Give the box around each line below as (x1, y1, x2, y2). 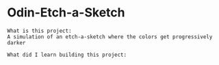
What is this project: (7, 27, 72, 34)
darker (7, 39, 26, 46)
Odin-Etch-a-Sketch (7, 5, 125, 21)
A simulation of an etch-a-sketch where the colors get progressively (7, 33, 213, 40)
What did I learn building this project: (7, 51, 127, 58)
